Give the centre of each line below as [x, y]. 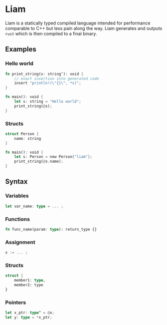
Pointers [16, 302]
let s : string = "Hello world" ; [48, 101]
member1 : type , [30, 281]
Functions [17, 219]
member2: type [29, 285]
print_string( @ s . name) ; [39, 162]
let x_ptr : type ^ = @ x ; [30, 313]
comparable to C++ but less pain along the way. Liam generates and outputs [84, 28]
